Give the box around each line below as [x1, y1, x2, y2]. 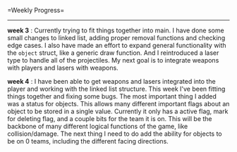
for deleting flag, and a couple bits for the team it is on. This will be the [7, 115, 213, 122]
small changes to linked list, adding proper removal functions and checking [7, 34, 226, 42]
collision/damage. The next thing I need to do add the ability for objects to [7, 129, 222, 138]
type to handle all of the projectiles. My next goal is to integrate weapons [7, 56, 219, 64]
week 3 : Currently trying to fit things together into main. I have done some [7, 26, 224, 34]
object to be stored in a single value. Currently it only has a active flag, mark [7, 107, 229, 115]
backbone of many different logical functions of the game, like [7, 122, 188, 130]
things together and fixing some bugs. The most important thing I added [7, 92, 217, 101]
